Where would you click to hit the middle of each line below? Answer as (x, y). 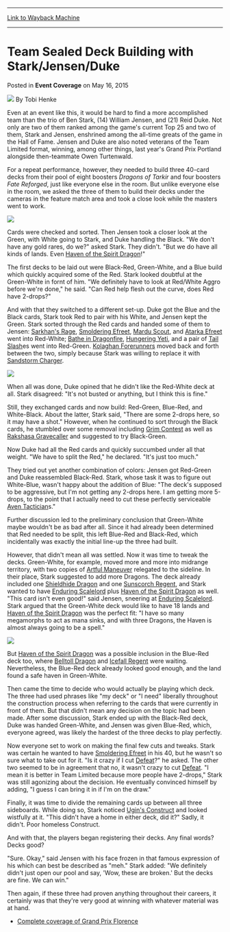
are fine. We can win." (38, 880)
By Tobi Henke (36, 99)
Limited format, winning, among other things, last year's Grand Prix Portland (114, 149)
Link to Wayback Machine (43, 17)
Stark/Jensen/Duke (64, 66)
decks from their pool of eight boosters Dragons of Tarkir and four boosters (114, 177)
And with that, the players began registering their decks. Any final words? (111, 837)
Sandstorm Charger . (36, 360)
